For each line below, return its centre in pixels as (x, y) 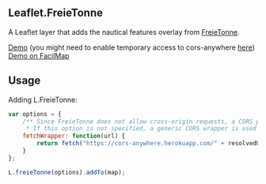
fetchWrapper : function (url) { (74, 136)
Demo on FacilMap (39, 55)
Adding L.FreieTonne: (43, 100)
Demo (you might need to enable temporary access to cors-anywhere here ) (132, 47)
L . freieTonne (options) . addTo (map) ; (67, 172)
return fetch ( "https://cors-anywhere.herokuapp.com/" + (131, 144)
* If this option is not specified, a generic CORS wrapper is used (141, 129)
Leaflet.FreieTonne (55, 13)
